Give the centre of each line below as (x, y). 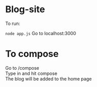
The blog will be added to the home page (48, 79)
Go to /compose (22, 68)
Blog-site (25, 9)
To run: (13, 23)
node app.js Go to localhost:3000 (41, 33)
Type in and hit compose (31, 73)
